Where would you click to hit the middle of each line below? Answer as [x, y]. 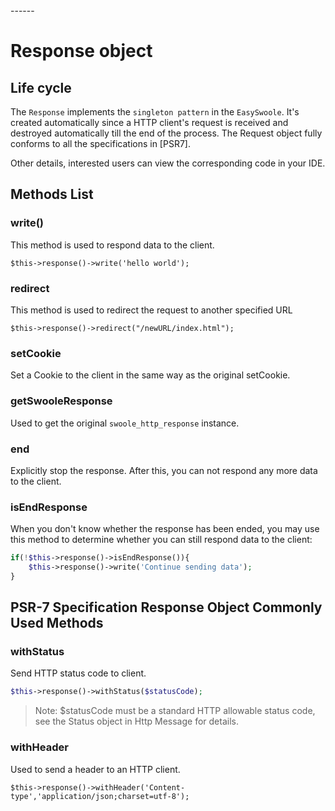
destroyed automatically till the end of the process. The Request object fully [166, 133]
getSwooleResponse [61, 401]
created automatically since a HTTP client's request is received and [149, 122]
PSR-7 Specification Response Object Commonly [166, 607]
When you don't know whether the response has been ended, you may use [165, 529]
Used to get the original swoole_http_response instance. [125, 423]
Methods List [52, 194]
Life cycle [41, 87]
